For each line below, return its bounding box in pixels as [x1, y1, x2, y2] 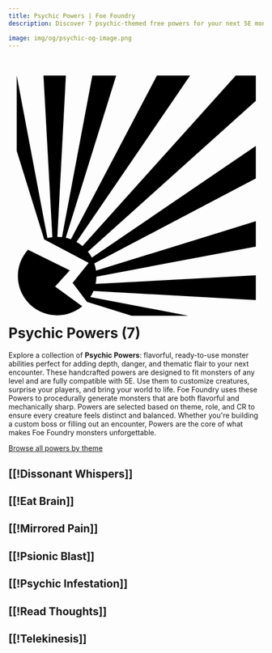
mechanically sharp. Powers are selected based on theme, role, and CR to [8, 402, 255, 412]
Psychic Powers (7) [8, 324, 141, 342]
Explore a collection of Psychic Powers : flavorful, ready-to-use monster [8, 350, 249, 360]
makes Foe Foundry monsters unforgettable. [8, 428, 156, 438]
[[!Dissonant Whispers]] [8, 467, 134, 481]
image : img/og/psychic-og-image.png [8, 34, 132, 42]
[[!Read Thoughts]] [8, 604, 108, 618]
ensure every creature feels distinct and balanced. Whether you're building [8, 410, 259, 421]
